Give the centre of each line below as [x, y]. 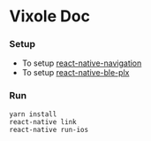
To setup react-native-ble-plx [75, 73]
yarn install [33, 114]
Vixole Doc [50, 16]
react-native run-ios [49, 129]
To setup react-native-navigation [82, 63]
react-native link [43, 121]
